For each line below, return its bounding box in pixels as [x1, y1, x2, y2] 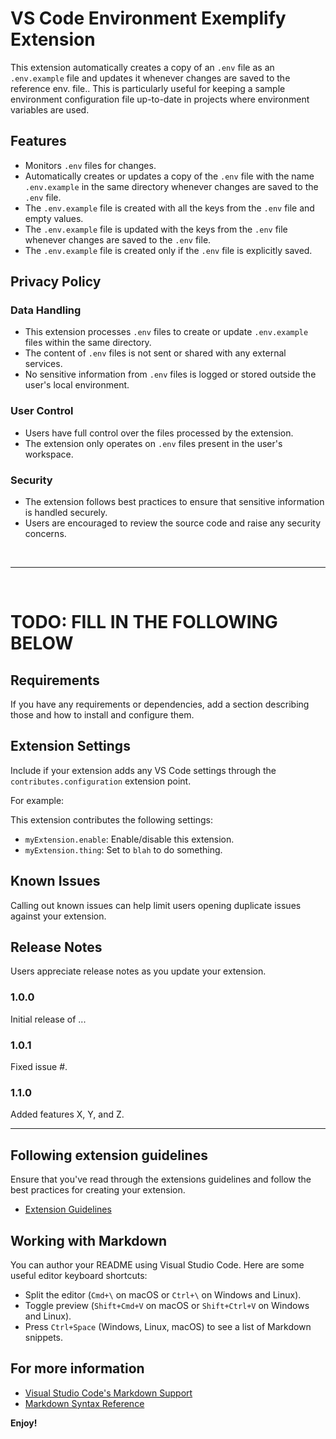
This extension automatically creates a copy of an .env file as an [10, 61, 275, 73]
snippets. [24, 1331, 64, 1343]
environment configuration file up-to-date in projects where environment [10, 93, 310, 105]
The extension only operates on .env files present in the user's [24, 437, 283, 449]
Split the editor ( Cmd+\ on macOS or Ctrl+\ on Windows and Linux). [24, 1288, 302, 1301]
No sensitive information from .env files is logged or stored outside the [24, 368, 317, 381]
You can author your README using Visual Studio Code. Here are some [10, 1258, 305, 1271]
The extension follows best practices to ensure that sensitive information [24, 496, 325, 508]
